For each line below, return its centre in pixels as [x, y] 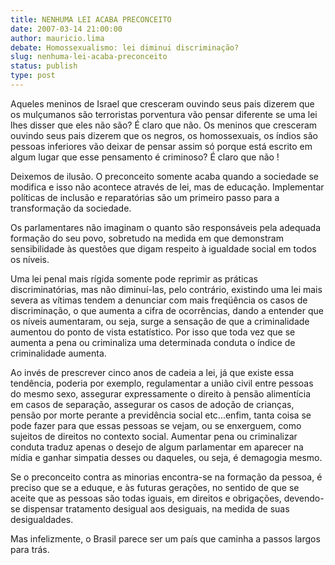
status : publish [44, 66]
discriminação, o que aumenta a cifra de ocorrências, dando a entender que [167, 310]
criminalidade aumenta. [58, 353]
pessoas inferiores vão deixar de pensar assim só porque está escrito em [161, 146]
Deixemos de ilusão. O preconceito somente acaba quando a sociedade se [164, 176]
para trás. [30, 549]
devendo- [304, 498]
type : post [33, 76]
